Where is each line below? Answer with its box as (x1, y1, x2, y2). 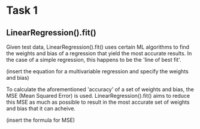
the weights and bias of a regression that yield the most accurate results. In (6, 50, 192, 57)
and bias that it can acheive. (6, 105, 76, 112)
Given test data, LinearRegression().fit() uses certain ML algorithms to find (6, 43, 190, 50)
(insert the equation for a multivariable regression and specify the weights (6, 68, 189, 75)
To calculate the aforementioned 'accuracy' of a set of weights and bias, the (6, 86, 195, 93)
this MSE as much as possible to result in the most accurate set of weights (6, 98, 190, 106)
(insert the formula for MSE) (6, 116, 75, 124)
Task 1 (6, 4, 38, 17)
